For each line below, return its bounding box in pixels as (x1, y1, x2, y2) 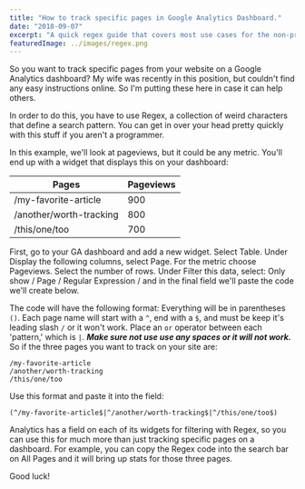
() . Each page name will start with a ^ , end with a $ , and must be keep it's (9, 313, 284, 324)
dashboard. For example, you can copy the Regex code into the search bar (9, 444, 289, 454)
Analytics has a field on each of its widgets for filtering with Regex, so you (9, 424, 287, 435)
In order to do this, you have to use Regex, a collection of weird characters (9, 110, 289, 121)
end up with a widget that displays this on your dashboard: (9, 156, 229, 168)
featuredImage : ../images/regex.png (9, 38, 148, 48)
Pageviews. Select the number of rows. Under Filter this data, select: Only (9, 265, 286, 277)
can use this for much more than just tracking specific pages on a (9, 434, 255, 445)
